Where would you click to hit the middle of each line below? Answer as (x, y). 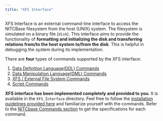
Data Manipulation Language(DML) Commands (59, 73)
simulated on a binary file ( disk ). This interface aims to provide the (72, 34)
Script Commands (30, 84)
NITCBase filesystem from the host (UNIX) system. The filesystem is (74, 29)
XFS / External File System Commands (51, 79)
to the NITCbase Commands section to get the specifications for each (75, 109)
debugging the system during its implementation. (54, 49)
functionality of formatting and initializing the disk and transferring (74, 39)
